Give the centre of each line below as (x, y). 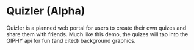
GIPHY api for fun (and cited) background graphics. (71, 40)
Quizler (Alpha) (46, 11)
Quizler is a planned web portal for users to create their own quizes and (96, 28)
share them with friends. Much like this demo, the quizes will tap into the (97, 34)
